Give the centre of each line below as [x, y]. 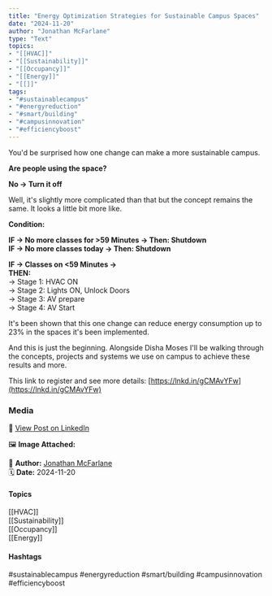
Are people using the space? [58, 168]
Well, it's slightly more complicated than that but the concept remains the [131, 199]
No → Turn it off [35, 184]
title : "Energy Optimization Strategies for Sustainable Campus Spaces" [134, 16]
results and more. [38, 365]
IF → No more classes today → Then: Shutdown [90, 248]
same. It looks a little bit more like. [65, 208]
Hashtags [25, 556]
